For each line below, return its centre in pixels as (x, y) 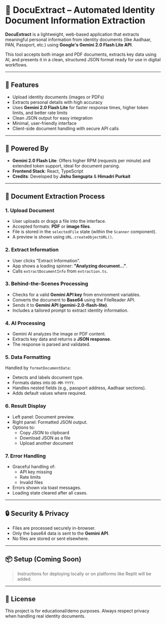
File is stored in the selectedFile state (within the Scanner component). (84, 232)
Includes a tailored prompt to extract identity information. (70, 310)
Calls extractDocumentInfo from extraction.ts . (60, 271)
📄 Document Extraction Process (55, 196)
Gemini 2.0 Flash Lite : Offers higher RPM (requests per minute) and (81, 161)
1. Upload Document (30, 210)
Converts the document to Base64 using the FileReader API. (74, 300)
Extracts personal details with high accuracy (57, 102)
